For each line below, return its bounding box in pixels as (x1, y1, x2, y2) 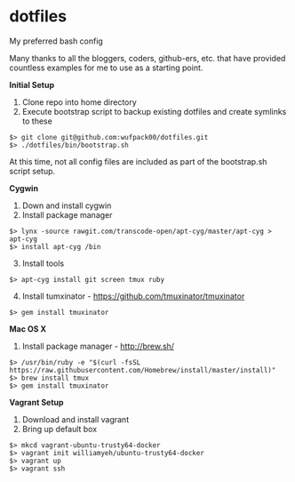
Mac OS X (9, 323, 47, 334)
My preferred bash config (9, 36, 104, 46)
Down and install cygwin (21, 200, 112, 211)
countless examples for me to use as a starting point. (9, 62, 203, 73)
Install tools (21, 258, 65, 269)
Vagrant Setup (9, 397, 64, 407)
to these (21, 116, 53, 126)
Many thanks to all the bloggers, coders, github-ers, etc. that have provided (9, 52, 286, 63)
